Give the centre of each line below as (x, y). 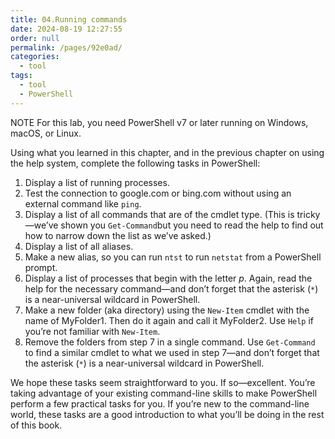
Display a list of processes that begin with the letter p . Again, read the (168, 278)
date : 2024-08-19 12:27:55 (66, 29)
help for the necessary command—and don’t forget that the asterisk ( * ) (171, 288)
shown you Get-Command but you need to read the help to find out (192, 225)
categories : (35, 57)
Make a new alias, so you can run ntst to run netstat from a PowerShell (173, 257)
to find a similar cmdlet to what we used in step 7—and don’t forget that (172, 352)
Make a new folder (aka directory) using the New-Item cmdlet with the (167, 310)
